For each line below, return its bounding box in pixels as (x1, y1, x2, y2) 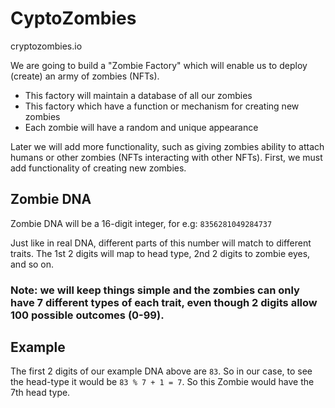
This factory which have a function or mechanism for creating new (24, 100, 300, 112)
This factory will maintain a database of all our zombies (24, 89, 253, 101)
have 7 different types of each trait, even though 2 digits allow (10, 295, 318, 309)
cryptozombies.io (10, 40, 83, 52)
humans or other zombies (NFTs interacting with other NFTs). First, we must (10, 151, 323, 163)
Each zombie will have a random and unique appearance (24, 121, 259, 133)
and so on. (10, 258, 55, 270)
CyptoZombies (10, 7, 137, 30)
